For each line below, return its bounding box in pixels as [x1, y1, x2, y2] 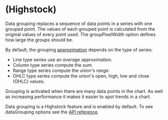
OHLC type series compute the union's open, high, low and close [12, 73, 149, 79]
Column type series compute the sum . [12, 62, 93, 68]
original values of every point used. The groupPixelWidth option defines [5, 31, 156, 37]
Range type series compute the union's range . [12, 67, 110, 74]
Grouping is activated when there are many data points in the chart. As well [5, 88, 163, 94]
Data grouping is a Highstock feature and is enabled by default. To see [5, 103, 153, 109]
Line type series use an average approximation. [12, 56, 113, 62]
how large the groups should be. [5, 37, 73, 43]
